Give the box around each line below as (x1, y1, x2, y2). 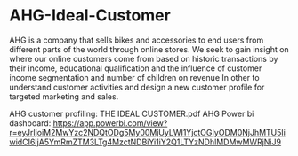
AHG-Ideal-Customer (9, 5, 171, 26)
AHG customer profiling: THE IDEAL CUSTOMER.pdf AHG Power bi (9, 108, 254, 119)
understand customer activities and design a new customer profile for (9, 82, 265, 92)
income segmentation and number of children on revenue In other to (9, 72, 260, 82)
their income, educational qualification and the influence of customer (9, 63, 262, 74)
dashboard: (9, 117, 52, 129)
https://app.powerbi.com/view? (52, 117, 168, 129)
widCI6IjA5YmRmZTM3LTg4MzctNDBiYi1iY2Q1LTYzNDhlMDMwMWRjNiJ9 (9, 136, 282, 147)
